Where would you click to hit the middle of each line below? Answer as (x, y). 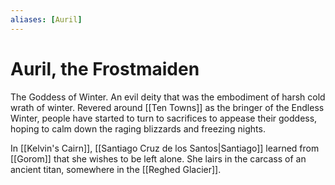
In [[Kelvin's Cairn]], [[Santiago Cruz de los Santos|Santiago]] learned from (165, 148)
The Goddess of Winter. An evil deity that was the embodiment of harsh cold (168, 97)
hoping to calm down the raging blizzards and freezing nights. (138, 128)
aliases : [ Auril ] (46, 19)
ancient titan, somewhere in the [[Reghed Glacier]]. (116, 169)
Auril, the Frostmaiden (105, 68)
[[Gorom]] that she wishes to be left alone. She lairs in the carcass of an (158, 158)
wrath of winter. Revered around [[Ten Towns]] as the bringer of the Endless (167, 107)
